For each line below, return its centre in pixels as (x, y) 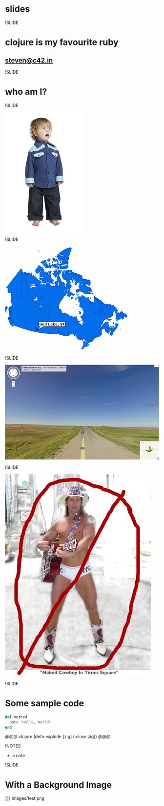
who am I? (26, 92)
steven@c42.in (29, 60)
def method (16, 717)
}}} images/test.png (25, 798)
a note (19, 756)
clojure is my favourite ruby (62, 42)
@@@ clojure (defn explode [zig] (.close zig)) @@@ (58, 737)
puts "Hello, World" (30, 722)
